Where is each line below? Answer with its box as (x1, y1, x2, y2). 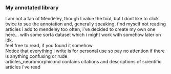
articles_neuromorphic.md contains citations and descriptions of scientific (5, 59, 162, 65)
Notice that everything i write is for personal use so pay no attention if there (5, 48, 165, 54)
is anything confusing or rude (5, 53, 68, 59)
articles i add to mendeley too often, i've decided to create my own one (5, 26, 156, 32)
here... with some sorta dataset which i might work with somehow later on (5, 32, 161, 38)
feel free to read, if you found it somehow (5, 43, 93, 49)
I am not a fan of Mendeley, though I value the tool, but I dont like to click (5, 16, 159, 22)
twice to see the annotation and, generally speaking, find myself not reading (5, 21, 166, 27)
